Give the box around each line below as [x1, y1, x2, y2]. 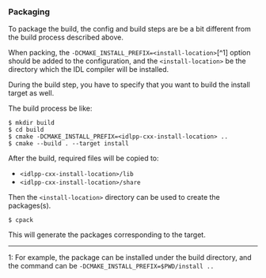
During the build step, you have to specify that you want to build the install [8, 80, 251, 89]
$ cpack [8, 216, 34, 224]
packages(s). [8, 201, 51, 211]
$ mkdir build [8, 119, 55, 127]
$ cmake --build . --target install [8, 140, 129, 148]
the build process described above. [8, 32, 124, 42]
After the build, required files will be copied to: [8, 153, 160, 163]
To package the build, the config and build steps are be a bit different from [8, 24, 251, 34]
